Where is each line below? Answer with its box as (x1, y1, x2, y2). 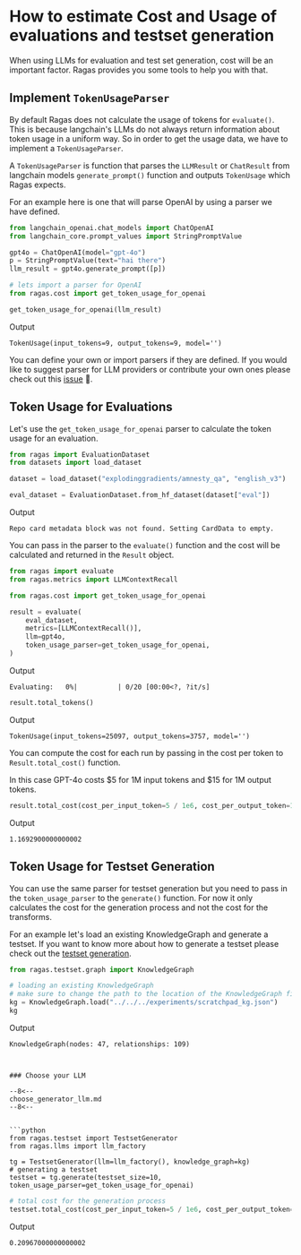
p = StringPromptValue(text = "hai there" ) (9, 256, 167, 265)
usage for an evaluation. (9, 433, 99, 443)
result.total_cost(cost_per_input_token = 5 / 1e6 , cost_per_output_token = (9, 801, 291, 810)
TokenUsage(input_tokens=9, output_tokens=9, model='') (9, 339, 222, 348)
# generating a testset (9, 1165, 99, 1174)
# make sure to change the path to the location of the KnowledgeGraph (9, 990, 282, 999)
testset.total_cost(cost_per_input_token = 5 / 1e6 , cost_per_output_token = (9, 1205, 295, 1214)
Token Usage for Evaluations (9, 400, 173, 415)
